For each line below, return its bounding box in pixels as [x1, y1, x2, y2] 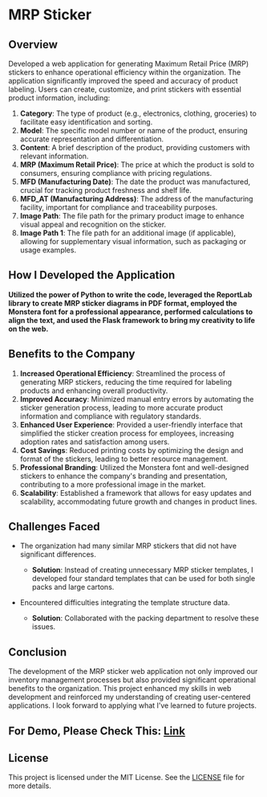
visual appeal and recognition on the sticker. [19, 219, 167, 229]
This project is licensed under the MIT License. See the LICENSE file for [8, 773, 245, 783]
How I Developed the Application [8, 268, 176, 282]
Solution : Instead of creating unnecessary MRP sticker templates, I [31, 565, 254, 575]
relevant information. [19, 151, 89, 161]
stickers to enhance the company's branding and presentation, [19, 471, 228, 480]
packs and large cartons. [31, 582, 115, 592]
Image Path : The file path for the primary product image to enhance [19, 211, 245, 220]
